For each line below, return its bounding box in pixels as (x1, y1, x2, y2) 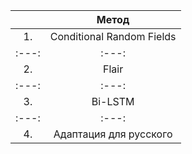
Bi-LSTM (91, 95, 135, 108)
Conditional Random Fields (49, 30, 177, 43)
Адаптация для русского (53, 127, 173, 141)
